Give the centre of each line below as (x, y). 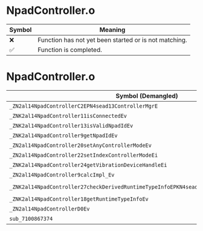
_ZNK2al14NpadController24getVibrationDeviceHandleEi (88, 165)
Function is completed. (70, 50)
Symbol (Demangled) (147, 96)
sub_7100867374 (31, 219)
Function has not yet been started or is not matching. (112, 40)
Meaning (112, 30)
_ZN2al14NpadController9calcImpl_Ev (62, 175)
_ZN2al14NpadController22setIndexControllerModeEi (84, 155)
